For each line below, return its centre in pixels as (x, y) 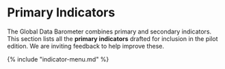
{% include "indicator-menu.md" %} (58, 59)
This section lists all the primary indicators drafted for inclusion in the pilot (112, 38)
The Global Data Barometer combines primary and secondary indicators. (109, 31)
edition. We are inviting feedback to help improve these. (86, 46)
